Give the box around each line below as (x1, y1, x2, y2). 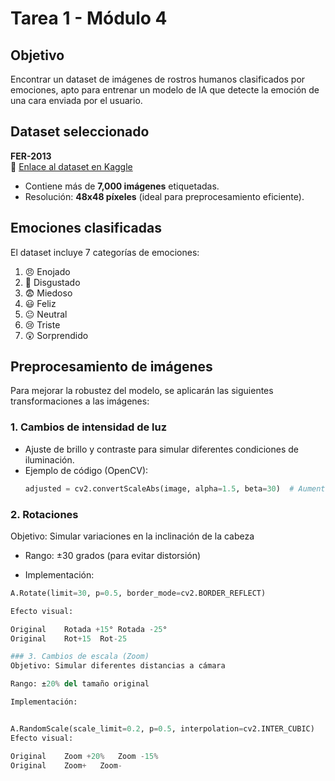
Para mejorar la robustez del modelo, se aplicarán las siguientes (10, 385, 274, 397)
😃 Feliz (24, 297, 57, 309)
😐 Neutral (24, 308, 68, 320)
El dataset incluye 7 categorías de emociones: (10, 246, 200, 258)
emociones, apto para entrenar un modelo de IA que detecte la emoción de (10, 84, 320, 96)
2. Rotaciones (10, 507, 79, 521)
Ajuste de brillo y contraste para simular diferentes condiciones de (24, 443, 299, 455)
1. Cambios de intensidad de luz (10, 420, 168, 434)
